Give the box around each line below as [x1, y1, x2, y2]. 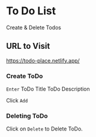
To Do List [6, 4, 56, 18]
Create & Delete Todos [6, 24, 61, 31]
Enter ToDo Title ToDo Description [6, 85, 90, 93]
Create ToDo [6, 71, 43, 80]
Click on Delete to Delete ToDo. [6, 125, 83, 132]
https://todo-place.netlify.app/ [6, 57, 80, 64]
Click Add [6, 97, 28, 104]
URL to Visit [6, 41, 50, 51]
